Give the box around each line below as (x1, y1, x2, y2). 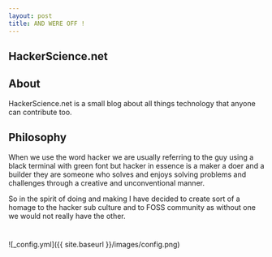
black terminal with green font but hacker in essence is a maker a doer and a (8, 161, 265, 170)
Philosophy (8, 131, 67, 144)
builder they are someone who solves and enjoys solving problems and (8, 169, 247, 179)
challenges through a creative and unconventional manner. (8, 178, 205, 187)
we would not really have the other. (8, 211, 126, 221)
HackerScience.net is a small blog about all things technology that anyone (8, 98, 256, 108)
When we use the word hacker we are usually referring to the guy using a (8, 152, 254, 162)
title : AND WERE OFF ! (8, 19, 85, 28)
